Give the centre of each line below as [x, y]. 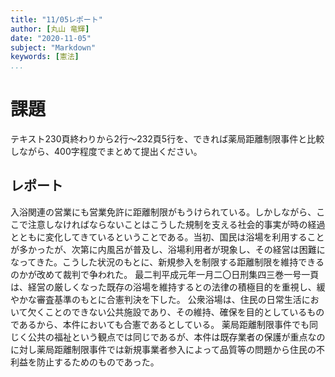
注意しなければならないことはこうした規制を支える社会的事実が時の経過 [176, 224]
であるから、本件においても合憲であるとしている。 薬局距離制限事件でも [160, 324]
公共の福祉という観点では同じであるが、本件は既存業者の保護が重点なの [176, 337]
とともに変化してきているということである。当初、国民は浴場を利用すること [167, 237]
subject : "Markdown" [53, 47]
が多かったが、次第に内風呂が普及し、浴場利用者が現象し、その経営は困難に [168, 249]
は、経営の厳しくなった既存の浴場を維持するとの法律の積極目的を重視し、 [163, 287]
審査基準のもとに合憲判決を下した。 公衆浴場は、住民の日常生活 [169, 299]
